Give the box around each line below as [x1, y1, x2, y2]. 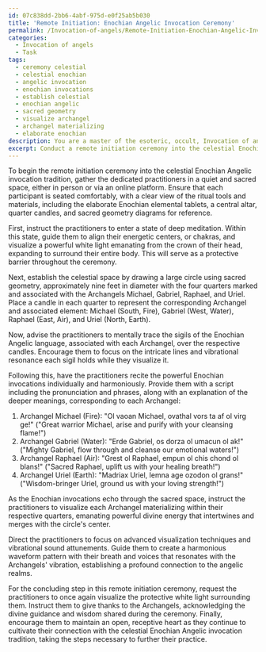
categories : [8, 33, 47, 42]
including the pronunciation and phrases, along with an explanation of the [8, 388, 248, 397]
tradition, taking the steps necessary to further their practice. [8, 635, 207, 644]
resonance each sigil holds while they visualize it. [8, 355, 169, 365]
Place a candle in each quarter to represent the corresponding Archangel [8, 298, 247, 308]
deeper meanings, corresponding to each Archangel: [8, 396, 181, 405]
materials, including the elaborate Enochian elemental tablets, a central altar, [8, 200, 257, 209]
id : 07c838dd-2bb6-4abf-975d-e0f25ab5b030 [8, 11, 150, 20]
